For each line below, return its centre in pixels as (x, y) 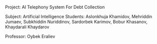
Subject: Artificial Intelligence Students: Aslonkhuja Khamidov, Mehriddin (79, 16)
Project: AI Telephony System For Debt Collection (55, 7)
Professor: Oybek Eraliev (30, 36)
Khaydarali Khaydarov (27, 27)
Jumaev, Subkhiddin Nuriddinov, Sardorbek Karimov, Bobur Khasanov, (76, 22)
